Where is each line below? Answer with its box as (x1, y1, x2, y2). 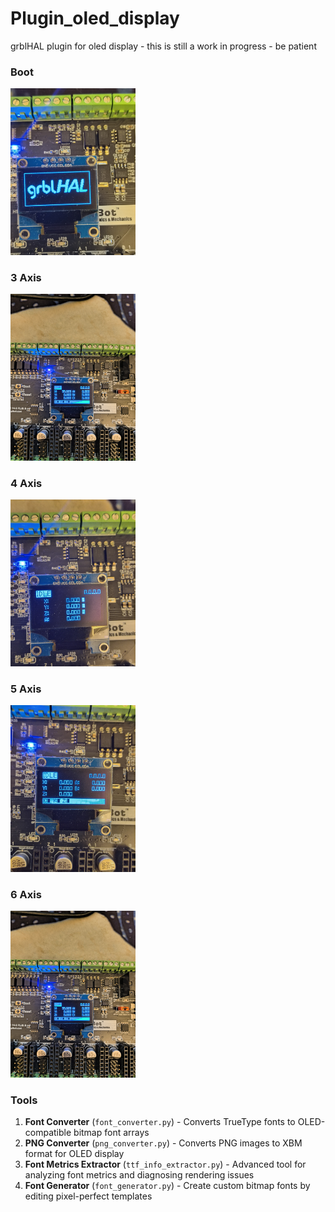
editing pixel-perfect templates (24, 1190, 153, 1202)
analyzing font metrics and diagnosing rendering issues (24, 1169, 255, 1181)
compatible (24, 1127, 72, 1138)
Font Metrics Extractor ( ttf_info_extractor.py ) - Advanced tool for (24, 1158, 307, 1170)
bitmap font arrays (73, 1127, 150, 1138)
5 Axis (10, 682, 42, 696)
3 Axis (10, 270, 42, 284)
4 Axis (10, 476, 43, 490)
